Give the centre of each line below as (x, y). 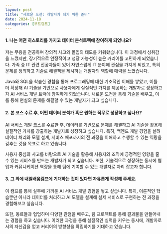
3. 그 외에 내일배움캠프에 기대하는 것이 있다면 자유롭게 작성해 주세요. (71, 179)
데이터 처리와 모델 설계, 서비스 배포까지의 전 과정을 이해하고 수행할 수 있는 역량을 (83, 137)
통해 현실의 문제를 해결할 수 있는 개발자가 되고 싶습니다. (64, 100)
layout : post (19, 10)
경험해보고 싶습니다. (24, 203)
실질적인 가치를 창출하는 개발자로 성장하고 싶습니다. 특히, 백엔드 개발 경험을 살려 (83, 131)
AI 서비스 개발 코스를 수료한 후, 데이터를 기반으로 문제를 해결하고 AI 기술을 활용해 (84, 125)
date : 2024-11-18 (23, 19)
